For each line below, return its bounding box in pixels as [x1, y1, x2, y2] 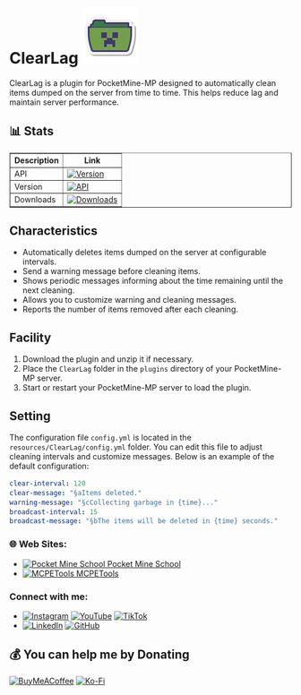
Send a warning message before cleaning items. [21, 266, 202, 277]
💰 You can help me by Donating [9, 648, 190, 663]
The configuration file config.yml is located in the [9, 432, 193, 442]
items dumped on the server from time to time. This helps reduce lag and [9, 87, 279, 98]
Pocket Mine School [107, 558, 182, 569]
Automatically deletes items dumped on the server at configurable [21, 247, 267, 258]
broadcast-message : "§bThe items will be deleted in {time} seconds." [9, 517, 279, 526]
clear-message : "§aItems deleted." [9, 488, 142, 497]
